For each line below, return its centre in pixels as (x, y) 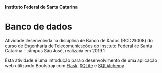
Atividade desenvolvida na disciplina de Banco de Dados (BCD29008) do (79, 40)
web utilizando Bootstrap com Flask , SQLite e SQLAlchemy (65, 65)
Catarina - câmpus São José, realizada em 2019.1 (55, 50)
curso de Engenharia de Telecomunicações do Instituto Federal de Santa (79, 46)
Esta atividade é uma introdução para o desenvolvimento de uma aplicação (81, 60)
